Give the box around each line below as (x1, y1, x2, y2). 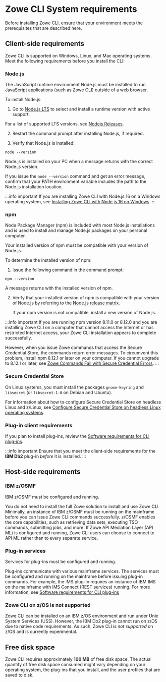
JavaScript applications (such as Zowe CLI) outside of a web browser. (5, 87, 148, 93)
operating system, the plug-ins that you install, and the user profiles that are (5, 667, 160, 673)
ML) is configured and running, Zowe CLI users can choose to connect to (5, 529, 155, 536)
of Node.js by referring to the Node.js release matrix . (12, 300, 120, 306)
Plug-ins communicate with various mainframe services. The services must (5, 568, 160, 574)
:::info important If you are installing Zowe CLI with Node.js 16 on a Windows (5, 193, 161, 199)
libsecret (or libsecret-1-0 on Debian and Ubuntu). (5, 389, 112, 395)
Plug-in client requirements (5, 422, 73, 429)
